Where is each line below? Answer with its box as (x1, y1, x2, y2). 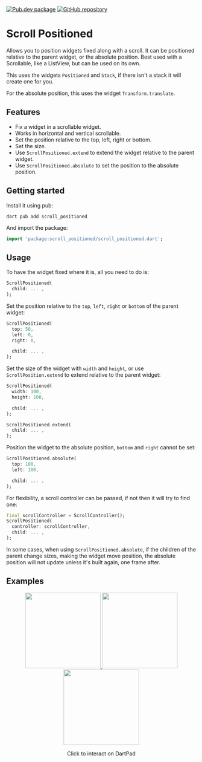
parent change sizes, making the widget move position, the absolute (6, 552, 176, 559)
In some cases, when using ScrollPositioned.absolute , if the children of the (6, 545, 196, 553)
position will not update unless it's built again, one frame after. (6, 558, 161, 565)
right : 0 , (11, 337, 36, 344)
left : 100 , (11, 466, 39, 473)
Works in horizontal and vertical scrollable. (14, 129, 121, 137)
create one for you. (6, 77, 54, 85)
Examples (6, 576, 44, 587)
